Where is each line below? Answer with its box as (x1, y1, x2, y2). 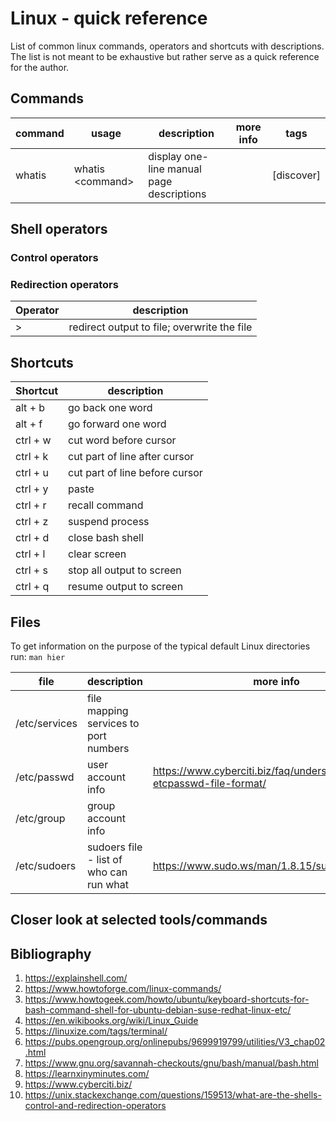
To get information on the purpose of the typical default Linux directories (10, 640, 311, 652)
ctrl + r (15, 498, 47, 512)
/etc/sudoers (15, 858, 77, 872)
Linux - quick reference (10, 7, 208, 30)
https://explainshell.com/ (24, 972, 128, 984)
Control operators (10, 251, 99, 265)
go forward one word (68, 417, 167, 431)
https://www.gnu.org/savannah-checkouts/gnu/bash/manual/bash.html (24, 1057, 319, 1069)
